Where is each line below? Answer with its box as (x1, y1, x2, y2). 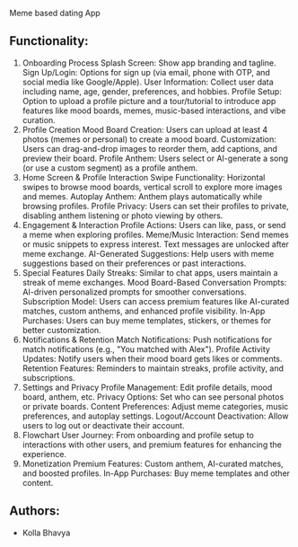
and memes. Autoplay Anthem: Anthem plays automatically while (22, 190, 263, 201)
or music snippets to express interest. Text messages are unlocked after (22, 238, 290, 250)
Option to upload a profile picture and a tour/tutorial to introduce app (22, 95, 276, 106)
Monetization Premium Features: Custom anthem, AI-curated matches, (22, 458, 285, 469)
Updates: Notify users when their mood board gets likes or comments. (22, 353, 283, 364)
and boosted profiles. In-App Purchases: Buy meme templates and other (22, 467, 290, 479)
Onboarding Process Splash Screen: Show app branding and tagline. (22, 57, 276, 68)
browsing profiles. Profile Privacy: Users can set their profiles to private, (22, 200, 289, 211)
